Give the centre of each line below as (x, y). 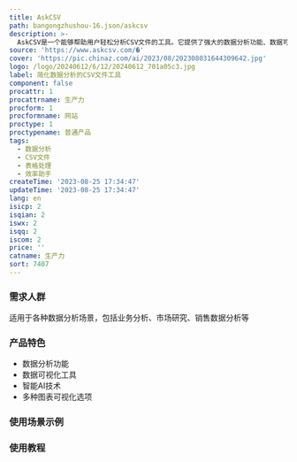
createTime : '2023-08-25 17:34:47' (75, 182)
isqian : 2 (27, 215)
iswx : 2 (23, 223)
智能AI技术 (42, 386)
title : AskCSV (35, 17)
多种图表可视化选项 (57, 397)
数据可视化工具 (49, 375)
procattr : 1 (31, 91)
